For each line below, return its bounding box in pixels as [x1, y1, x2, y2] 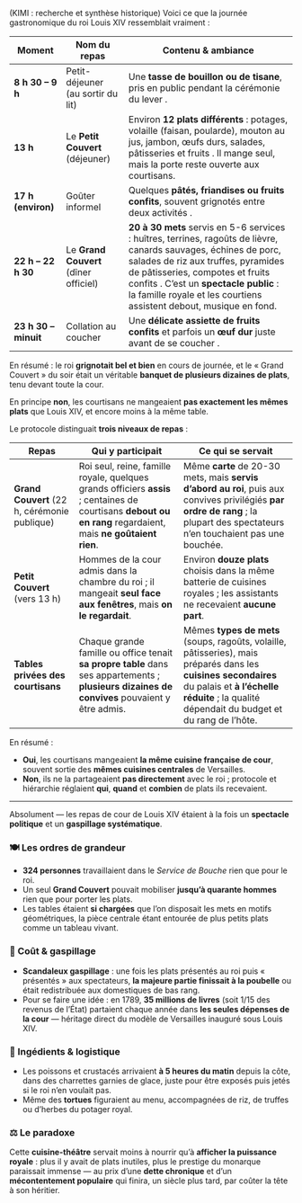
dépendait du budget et [182, 703, 283, 715]
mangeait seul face [78, 587, 162, 599]
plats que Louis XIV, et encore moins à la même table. [9, 406, 209, 416]
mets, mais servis [182, 471, 259, 484]
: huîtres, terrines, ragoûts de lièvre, [129, 233, 279, 245]
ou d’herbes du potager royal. [22, 1103, 133, 1114]
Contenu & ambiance [162, 44, 254, 57]
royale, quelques [78, 471, 149, 484]
